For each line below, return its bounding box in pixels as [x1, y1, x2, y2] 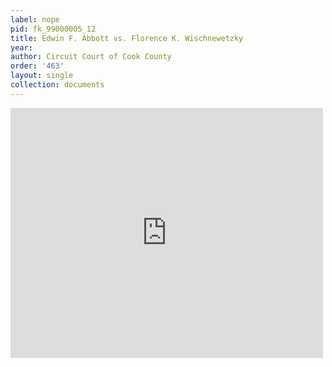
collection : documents [10, 80, 105, 90]
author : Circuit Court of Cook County [10, 52, 172, 62]
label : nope [10, 14, 60, 25]
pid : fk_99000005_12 [10, 24, 97, 34]
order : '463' [10, 61, 65, 71]
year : [10, 42, 33, 53]
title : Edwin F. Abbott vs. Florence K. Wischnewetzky [10, 33, 244, 43]
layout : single [10, 71, 74, 81]
